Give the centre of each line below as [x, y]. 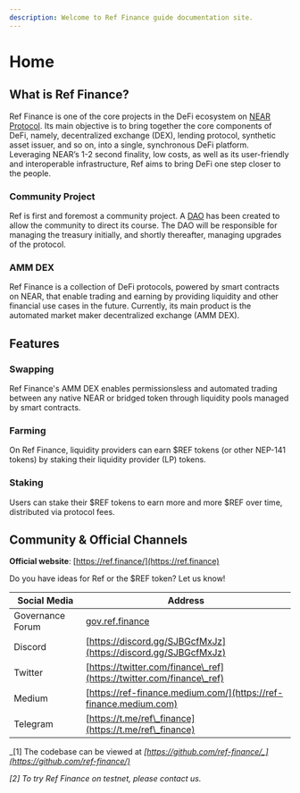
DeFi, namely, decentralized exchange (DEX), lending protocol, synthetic [143, 135]
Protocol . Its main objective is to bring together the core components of [141, 125]
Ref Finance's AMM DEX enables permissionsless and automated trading [144, 388]
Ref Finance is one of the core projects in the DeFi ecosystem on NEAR [140, 116]
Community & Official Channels [99, 540]
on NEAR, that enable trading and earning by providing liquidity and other [144, 297]
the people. [30, 173]
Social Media [46, 601]
